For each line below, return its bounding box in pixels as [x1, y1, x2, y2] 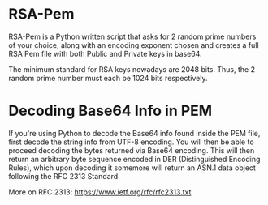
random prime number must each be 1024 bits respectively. [8, 73, 208, 83]
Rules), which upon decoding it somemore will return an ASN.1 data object [8, 163, 256, 173]
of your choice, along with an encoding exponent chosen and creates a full [8, 40, 259, 49]
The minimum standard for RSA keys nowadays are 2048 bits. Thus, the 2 [8, 64, 256, 74]
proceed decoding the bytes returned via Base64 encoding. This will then [8, 145, 255, 155]
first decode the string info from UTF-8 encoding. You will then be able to [8, 137, 254, 147]
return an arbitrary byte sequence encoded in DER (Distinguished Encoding [8, 154, 261, 164]
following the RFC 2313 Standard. [8, 171, 120, 181]
